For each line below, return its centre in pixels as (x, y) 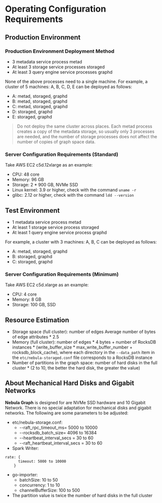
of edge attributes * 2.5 (36, 337)
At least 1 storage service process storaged (55, 227)
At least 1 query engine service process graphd (59, 232)
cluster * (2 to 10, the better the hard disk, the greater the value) (76, 368)
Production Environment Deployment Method (60, 51)
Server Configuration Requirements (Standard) (62, 154)
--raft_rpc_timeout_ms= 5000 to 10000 (59, 428)
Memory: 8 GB (27, 299)
